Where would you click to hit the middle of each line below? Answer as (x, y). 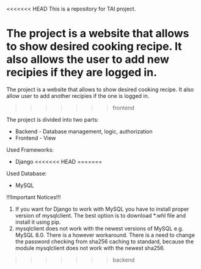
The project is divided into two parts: (53, 119)
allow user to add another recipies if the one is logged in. (78, 96)
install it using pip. (38, 222)
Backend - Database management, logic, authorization (84, 131)
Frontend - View (35, 138)
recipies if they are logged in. (82, 72)
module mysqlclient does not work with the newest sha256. (90, 248)
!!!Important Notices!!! (34, 197)
